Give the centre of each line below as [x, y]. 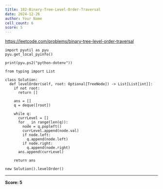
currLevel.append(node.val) [51, 131]
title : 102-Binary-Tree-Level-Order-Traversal [53, 9]
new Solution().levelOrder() [34, 169]
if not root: [27, 88]
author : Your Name [24, 18]
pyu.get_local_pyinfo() [29, 55]
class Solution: [21, 80]
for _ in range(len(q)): [43, 122]
